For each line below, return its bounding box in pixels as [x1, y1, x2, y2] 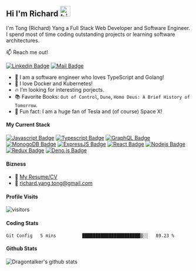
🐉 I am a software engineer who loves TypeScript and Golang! [14, 73, 164, 81]
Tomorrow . [14, 101, 38, 109]
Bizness [6, 160, 26, 168]
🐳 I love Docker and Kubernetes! [14, 80, 93, 87]
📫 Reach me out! [6, 48, 48, 56]
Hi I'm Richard [6, 9, 59, 19]
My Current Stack [6, 121, 50, 128]
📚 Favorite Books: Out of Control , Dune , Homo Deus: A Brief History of [14, 93, 190, 100]
